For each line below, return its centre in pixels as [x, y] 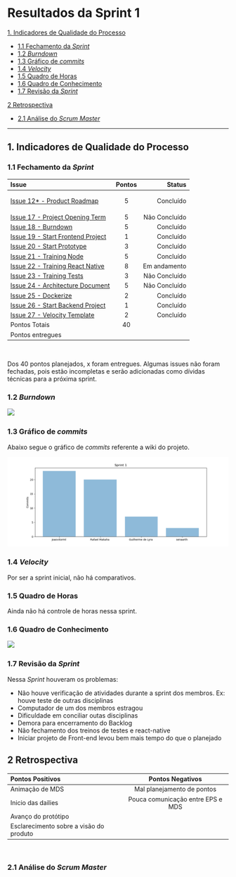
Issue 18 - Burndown [41, 226]
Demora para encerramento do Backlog [75, 723]
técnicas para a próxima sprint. [52, 379]
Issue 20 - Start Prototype [48, 246]
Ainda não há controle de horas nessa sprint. [72, 611]
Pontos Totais [30, 325]
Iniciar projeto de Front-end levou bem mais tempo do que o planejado [119, 737]
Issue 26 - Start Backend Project [58, 305]
